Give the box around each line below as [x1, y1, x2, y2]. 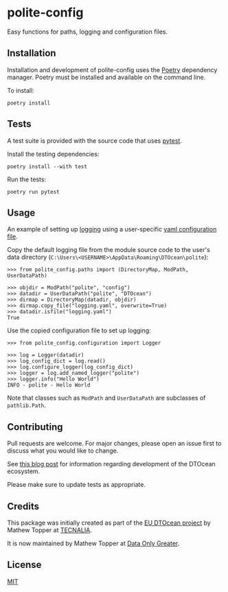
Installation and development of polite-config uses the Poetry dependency [7, 65, 218, 73]
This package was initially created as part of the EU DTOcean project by [7, 519, 211, 527]
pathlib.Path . [7, 401, 46, 409]
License [7, 559, 42, 571]
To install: [7, 86, 34, 94]
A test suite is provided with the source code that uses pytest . [7, 136, 182, 145]
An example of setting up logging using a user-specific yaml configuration [7, 225, 217, 234]
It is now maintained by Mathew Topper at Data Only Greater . [7, 539, 180, 547]
